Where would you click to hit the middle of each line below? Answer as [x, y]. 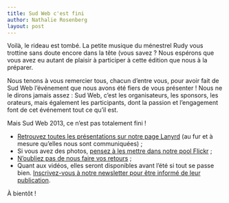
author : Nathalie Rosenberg [47, 20]
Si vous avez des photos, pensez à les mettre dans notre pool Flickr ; [115, 151]
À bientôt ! [22, 193]
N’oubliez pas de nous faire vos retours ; [74, 158]
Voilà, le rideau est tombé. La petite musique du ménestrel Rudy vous [105, 46]
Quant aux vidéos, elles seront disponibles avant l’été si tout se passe [116, 166]
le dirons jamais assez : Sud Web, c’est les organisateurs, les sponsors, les [113, 95]
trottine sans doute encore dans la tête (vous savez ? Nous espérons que [111, 53]
